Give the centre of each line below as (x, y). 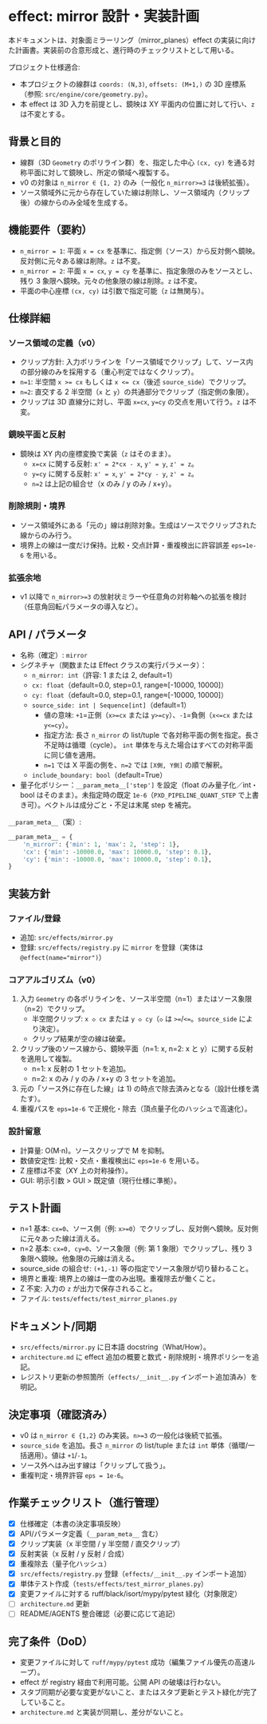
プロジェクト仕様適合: (45, 67)
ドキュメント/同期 (53, 1326)
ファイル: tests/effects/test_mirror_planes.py (98, 1299)
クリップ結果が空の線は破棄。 (80, 1039)
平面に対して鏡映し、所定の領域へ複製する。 (100, 172)
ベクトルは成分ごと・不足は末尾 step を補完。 (120, 805)
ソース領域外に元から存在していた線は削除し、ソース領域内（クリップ (134, 192)
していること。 (44, 1702)
